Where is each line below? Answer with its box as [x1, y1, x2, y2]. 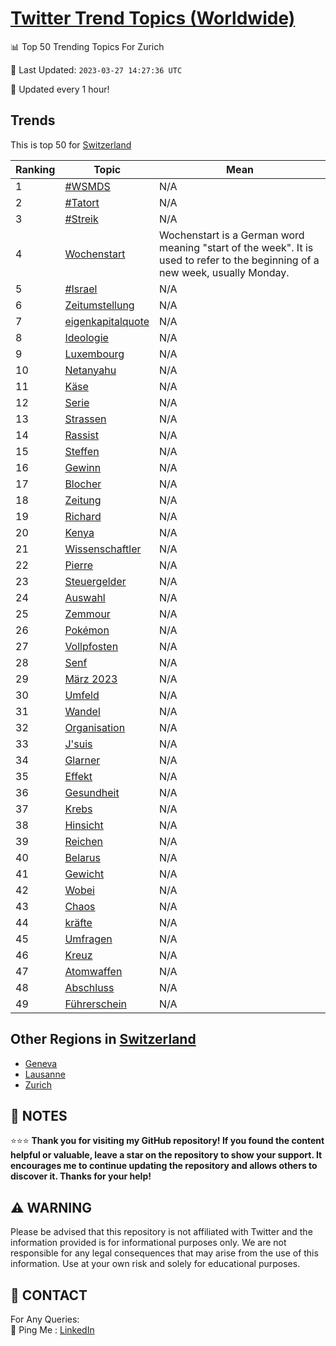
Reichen [64, 834, 104, 848]
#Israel [64, 282, 98, 296]
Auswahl [64, 590, 106, 604]
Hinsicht [64, 818, 104, 832]
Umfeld [64, 688, 100, 702]
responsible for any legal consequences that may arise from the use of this [10, 1247, 319, 1259]
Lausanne [24, 1068, 66, 1080]
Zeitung [64, 493, 102, 507]
